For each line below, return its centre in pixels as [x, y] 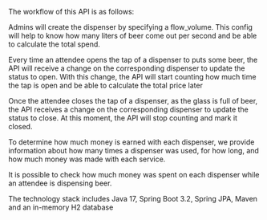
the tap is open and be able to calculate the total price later [105, 85]
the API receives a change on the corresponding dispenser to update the [128, 109]
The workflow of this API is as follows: [71, 12]
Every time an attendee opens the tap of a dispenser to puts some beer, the [133, 60]
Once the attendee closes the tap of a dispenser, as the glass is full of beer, [133, 101]
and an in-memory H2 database [61, 207]
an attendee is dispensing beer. [60, 183]
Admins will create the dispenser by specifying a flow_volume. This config [130, 27]
